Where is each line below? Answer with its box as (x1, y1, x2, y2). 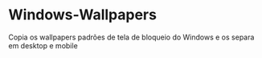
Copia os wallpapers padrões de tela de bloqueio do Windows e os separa (8, 32, 255, 42)
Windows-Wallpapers (8, 6, 157, 24)
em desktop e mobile (8, 40, 78, 50)
